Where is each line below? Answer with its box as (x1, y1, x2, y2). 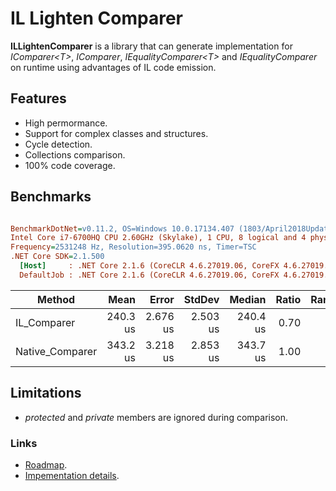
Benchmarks (10, 188, 92, 206)
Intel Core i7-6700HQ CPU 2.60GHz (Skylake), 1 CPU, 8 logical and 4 (10, 233, 307, 243)
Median (229, 292, 267, 306)
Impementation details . (24, 469, 120, 481)
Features (10, 90, 67, 107)
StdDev (183, 292, 220, 306)
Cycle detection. (24, 138, 93, 150)
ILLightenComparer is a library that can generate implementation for (10, 40, 293, 52)
